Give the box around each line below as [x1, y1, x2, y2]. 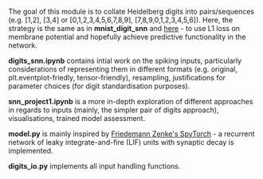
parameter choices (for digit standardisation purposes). [8, 81, 190, 91]
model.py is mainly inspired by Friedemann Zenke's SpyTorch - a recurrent [8, 129, 255, 138]
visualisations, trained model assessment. [8, 114, 146, 123]
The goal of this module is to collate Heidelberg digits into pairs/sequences [8, 7, 255, 16]
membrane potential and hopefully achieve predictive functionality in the [8, 32, 246, 41]
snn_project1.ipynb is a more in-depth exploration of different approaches [8, 97, 253, 106]
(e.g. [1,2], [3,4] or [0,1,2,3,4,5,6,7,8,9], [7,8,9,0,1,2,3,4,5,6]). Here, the [8, 15, 234, 25]
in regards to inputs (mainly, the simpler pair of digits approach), [8, 105, 219, 115]
